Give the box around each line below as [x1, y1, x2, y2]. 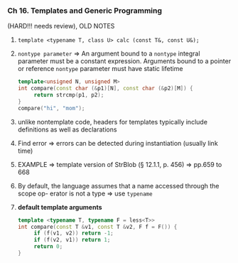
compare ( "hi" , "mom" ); [17, 104, 85, 112]
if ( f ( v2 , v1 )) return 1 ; [33, 237, 111, 244]
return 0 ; [33, 243, 63, 250]
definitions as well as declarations [17, 125, 117, 134]
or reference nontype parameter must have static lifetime [17, 65, 183, 73]
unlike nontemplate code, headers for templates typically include [17, 117, 208, 126]
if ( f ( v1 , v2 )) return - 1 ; [33, 230, 114, 237]
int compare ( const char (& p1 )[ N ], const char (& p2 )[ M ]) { [17, 85, 193, 92]
